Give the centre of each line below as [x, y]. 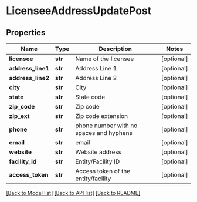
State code [90, 97]
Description [116, 49]
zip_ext [19, 116]
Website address [98, 152]
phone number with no [106, 126]
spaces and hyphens [104, 133]
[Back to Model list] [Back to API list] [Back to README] [73, 193]
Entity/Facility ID [98, 161]
